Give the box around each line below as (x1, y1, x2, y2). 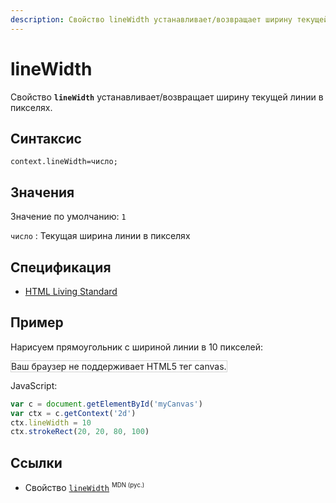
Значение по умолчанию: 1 (10, 211, 127, 223)
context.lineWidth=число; (10, 157, 118, 167)
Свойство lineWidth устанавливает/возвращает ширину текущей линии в (10, 91, 324, 103)
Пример (10, 314, 64, 331)
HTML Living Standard (24, 286, 118, 297)
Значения (10, 184, 75, 201)
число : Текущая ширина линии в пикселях (10, 230, 191, 242)
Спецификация (10, 259, 112, 276)
